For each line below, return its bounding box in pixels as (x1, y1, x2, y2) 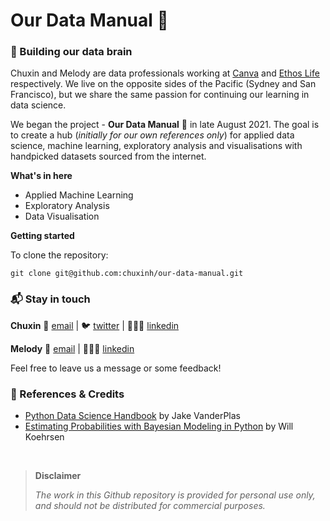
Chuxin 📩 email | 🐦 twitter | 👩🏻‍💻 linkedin (10, 319, 180, 331)
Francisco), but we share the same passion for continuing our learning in (10, 89, 310, 101)
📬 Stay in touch (10, 292, 91, 306)
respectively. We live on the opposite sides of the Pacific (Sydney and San (10, 78, 317, 90)
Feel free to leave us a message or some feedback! (10, 362, 222, 374)
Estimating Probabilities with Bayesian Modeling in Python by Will (24, 420, 294, 433)
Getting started (10, 230, 75, 242)
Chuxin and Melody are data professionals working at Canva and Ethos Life (10, 67, 320, 79)
